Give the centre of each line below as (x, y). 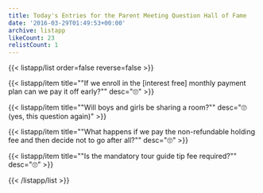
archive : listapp (37, 30)
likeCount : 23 (32, 38)
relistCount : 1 (33, 45)
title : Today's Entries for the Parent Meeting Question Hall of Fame (128, 15)
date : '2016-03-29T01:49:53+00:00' (67, 23)
